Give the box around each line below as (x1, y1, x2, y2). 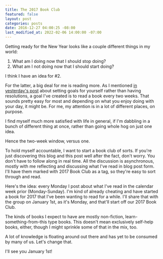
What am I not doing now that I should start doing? (12, 63, 114, 69)
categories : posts (5, 21, 43, 26)
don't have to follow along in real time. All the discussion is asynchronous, (5, 158, 154, 164)
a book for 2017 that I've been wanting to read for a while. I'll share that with (5, 194, 159, 200)
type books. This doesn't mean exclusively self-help (48, 219, 153, 225)
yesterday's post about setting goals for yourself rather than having (5, 88, 141, 93)
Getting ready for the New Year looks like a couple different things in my (5, 44, 151, 49)
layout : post (5, 16, 32, 21)
